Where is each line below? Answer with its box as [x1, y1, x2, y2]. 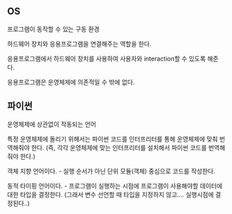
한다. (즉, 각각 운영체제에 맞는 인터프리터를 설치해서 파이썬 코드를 [30, 143, 207, 151]
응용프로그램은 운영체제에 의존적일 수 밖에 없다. [7, 78, 135, 86]
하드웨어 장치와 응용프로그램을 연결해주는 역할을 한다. [7, 40, 152, 48]
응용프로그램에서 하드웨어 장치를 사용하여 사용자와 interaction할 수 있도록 [7, 54, 206, 63]
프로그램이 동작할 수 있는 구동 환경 [7, 24, 100, 33]
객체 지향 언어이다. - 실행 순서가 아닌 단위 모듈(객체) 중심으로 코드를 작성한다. [7, 167, 216, 175]
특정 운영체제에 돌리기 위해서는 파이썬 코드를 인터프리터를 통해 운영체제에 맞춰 [7, 135, 218, 143]
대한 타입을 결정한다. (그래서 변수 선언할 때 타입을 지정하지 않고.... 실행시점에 [7, 190, 214, 199]
